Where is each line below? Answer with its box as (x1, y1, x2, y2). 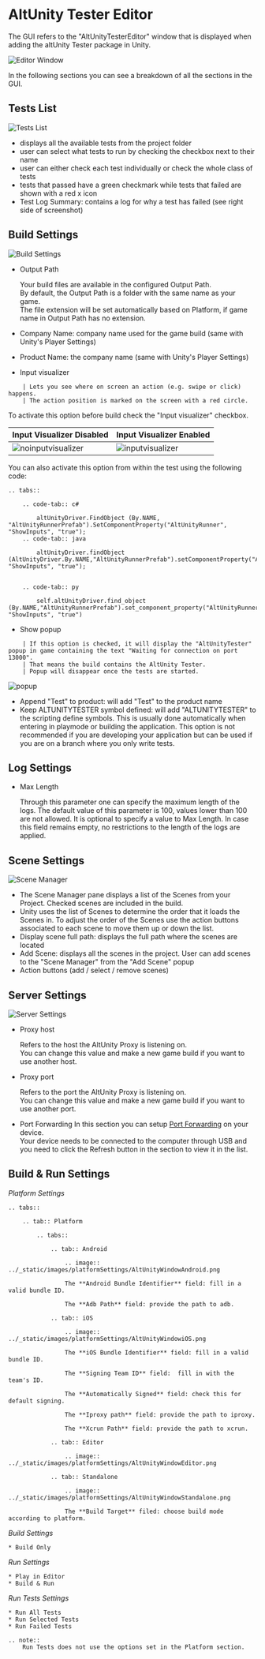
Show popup (19, 624, 62, 634)
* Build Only (8, 1543, 51, 1552)
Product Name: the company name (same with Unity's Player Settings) (19, 352, 249, 361)
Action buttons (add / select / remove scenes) (19, 965, 170, 976)
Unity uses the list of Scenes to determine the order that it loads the (19, 907, 241, 916)
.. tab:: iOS (50, 1314, 93, 1322)
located (19, 941, 45, 950)
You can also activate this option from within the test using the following (8, 462, 242, 472)
